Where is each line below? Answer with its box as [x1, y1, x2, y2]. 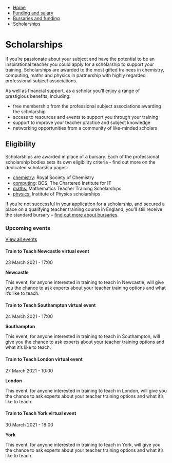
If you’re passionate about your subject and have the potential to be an [5, 56, 155, 62]
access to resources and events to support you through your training [12, 114, 159, 120]
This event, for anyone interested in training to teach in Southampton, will [5, 333, 160, 340]
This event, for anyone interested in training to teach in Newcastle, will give [5, 279, 164, 286]
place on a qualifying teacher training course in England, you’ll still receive [5, 206, 163, 212]
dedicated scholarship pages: [5, 164, 68, 170]
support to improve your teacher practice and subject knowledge [12, 119, 150, 126]
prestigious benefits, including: [5, 93, 71, 99]
